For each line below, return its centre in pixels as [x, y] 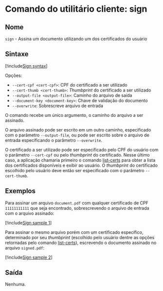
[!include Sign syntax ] [26, 66]
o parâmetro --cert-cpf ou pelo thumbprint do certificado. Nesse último [77, 155]
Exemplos [20, 191]
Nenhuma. [15, 284]
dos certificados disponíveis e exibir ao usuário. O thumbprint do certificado [81, 165]
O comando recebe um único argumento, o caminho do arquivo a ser [74, 115]
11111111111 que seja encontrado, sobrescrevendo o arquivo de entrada [77, 208]
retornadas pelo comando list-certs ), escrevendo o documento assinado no [81, 243]
